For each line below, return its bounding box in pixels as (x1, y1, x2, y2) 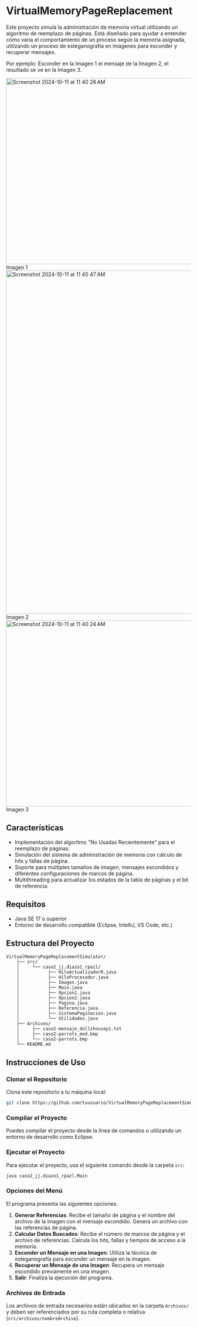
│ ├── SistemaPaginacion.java (16, 1010, 117, 1016)
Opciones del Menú (6, 1187, 63, 1195)
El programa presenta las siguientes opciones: (6, 1200, 118, 1207)
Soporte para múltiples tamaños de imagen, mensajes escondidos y (14, 863, 179, 870)
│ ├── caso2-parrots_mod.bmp (16, 1031, 98, 1037)
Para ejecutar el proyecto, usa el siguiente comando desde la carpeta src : (6, 1161, 185, 1169)
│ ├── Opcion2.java (16, 995, 91, 1001)
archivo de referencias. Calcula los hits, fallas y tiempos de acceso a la (14, 1236, 186, 1243)
